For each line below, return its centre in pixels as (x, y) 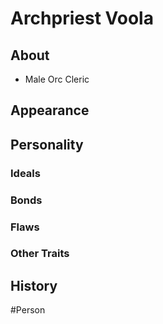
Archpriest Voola (82, 18)
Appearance (50, 110)
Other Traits (40, 254)
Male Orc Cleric (57, 79)
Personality (47, 144)
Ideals (25, 173)
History (34, 285)
